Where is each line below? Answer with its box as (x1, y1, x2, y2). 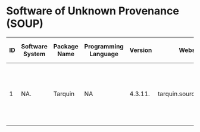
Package (53, 42, 79, 50)
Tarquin (53, 90, 75, 98)
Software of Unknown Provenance (6, 4, 180, 18)
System (23, 50, 46, 58)
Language (89, 50, 119, 58)
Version (129, 46, 152, 54)
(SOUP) (6, 17, 43, 30)
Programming (84, 42, 124, 50)
